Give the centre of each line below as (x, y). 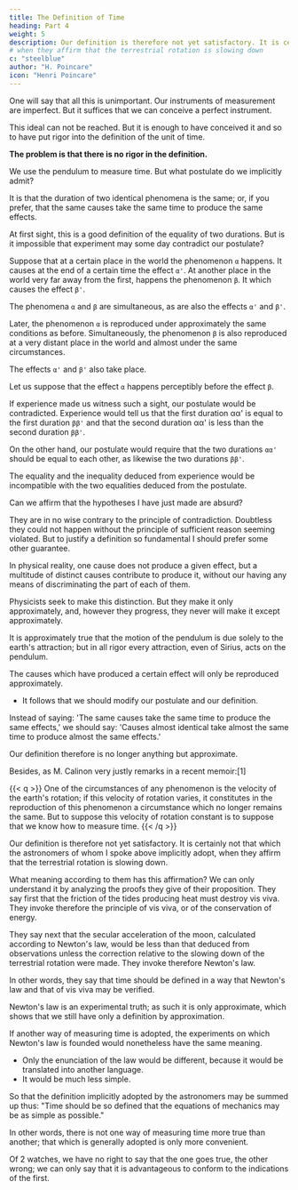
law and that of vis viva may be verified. (82, 989)
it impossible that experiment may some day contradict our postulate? (137, 243)
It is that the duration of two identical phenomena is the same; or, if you (139, 197)
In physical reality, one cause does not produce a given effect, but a (133, 565)
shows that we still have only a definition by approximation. (117, 1016)
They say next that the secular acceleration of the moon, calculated (133, 934)
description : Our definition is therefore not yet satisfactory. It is (144, 42)
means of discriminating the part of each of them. (100, 584)
